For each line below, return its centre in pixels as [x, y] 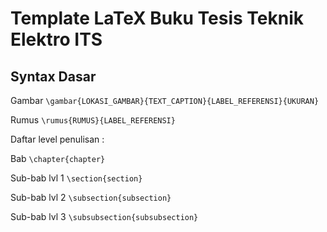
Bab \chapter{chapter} [58, 158]
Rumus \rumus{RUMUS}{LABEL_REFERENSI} [93, 120]
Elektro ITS [56, 39]
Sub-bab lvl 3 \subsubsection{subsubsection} [104, 216]
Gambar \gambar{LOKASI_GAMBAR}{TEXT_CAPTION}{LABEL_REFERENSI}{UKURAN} [165, 100]
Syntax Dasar [53, 76]
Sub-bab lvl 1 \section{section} [76, 178]
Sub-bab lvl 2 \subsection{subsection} [91, 197]
